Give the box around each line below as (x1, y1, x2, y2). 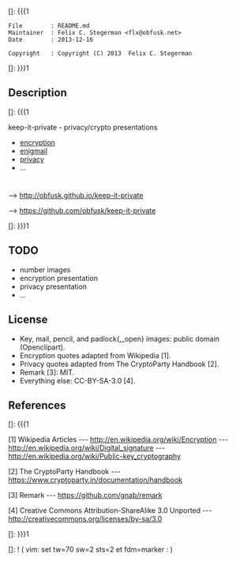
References (8, 398, 66, 413)
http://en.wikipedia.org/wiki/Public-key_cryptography (8, 451, 182, 461)
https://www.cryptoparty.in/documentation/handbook (8, 475, 183, 484)
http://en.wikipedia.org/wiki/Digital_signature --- (8, 443, 166, 453)
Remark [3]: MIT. (19, 367, 75, 377)
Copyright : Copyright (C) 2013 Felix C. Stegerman (8, 50, 193, 58)
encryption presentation (19, 273, 99, 282)
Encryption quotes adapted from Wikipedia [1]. (19, 350, 171, 360)
